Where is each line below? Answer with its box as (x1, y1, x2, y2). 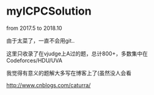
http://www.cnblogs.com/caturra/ (6, 81, 91, 89)
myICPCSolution (6, 4, 92, 18)
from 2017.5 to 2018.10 (6, 24, 62, 32)
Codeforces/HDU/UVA (6, 57, 63, 64)
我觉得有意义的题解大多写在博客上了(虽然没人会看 (6, 69, 132, 77)
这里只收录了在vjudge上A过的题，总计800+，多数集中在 (6, 50, 148, 57)
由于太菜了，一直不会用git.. (6, 37, 75, 44)
